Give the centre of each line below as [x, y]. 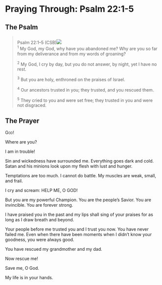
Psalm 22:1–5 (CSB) [37, 42]
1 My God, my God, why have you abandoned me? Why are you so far [87, 48]
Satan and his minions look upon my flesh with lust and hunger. [69, 166]
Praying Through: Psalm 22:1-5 [69, 9]
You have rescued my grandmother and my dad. [54, 249]
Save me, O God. [22, 268]
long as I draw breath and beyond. [40, 220]
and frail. [14, 181]
